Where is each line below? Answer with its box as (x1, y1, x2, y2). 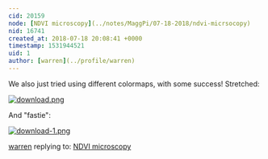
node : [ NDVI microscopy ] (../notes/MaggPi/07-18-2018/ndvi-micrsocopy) (8, 19, 251, 27)
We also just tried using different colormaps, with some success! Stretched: (8, 78, 260, 89)
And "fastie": (8, 110, 51, 119)
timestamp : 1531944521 (8, 42, 85, 50)
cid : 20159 (8, 11, 45, 20)
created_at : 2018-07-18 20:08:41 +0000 (8, 34, 143, 43)
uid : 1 (8, 49, 31, 57)
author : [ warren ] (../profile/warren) (8, 57, 136, 65)
